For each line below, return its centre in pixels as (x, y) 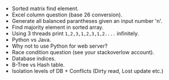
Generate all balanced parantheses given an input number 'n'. (87, 21)
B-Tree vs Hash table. (38, 65)
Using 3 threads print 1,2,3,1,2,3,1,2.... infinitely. (75, 34)
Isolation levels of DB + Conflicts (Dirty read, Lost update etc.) (87, 71)
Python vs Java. (31, 40)
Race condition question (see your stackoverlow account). (83, 52)
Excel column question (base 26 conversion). (67, 15)
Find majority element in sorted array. (58, 27)
